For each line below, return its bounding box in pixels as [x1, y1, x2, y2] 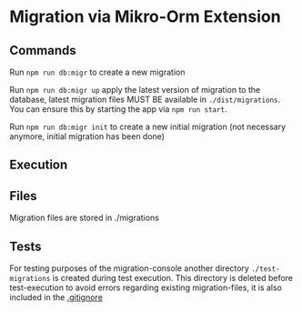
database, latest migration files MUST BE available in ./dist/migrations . [9, 94, 281, 105]
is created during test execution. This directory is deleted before [52, 273, 294, 284]
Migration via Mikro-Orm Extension [9, 6, 281, 27]
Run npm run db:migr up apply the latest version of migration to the [9, 85, 261, 95]
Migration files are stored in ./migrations [9, 212, 159, 224]
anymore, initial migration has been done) [9, 131, 166, 142]
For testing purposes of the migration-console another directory [9, 263, 250, 274]
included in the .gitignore [9, 292, 103, 303]
